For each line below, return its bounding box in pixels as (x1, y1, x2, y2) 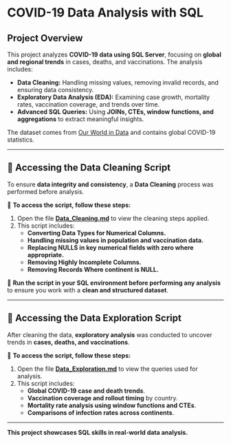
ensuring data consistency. (16, 86, 94, 94)
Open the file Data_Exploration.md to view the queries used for (16, 365, 198, 373)
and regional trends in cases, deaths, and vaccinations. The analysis (7, 58, 203, 66)
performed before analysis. (7, 187, 85, 195)
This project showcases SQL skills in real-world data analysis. (7, 428, 188, 436)
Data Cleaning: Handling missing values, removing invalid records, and (16, 78, 219, 87)
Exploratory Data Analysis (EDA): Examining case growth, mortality (16, 93, 210, 101)
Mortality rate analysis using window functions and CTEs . (27, 401, 197, 409)
